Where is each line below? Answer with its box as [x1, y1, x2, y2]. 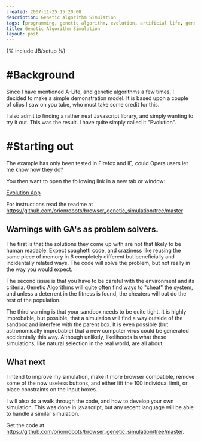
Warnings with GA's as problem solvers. [6, 224, 159, 235]
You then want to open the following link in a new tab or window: [6, 178, 166, 184]
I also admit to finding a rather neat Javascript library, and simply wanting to [6, 112, 194, 120]
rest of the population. [6, 296, 61, 303]
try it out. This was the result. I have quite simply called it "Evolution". [6, 119, 176, 126]
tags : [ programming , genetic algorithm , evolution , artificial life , [6, 20, 184, 26]
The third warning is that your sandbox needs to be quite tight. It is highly [6, 308, 187, 315]
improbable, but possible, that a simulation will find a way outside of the [6, 314, 183, 321]
